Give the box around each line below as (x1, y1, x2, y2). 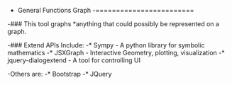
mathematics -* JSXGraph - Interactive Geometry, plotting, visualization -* (7, 49, 225, 57)
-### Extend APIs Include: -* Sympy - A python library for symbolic (7, 41, 205, 49)
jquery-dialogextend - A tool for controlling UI (7, 56, 140, 64)
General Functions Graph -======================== (17, 6, 194, 14)
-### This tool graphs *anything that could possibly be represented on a (7, 20, 220, 28)
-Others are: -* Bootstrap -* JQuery (7, 70, 112, 78)
